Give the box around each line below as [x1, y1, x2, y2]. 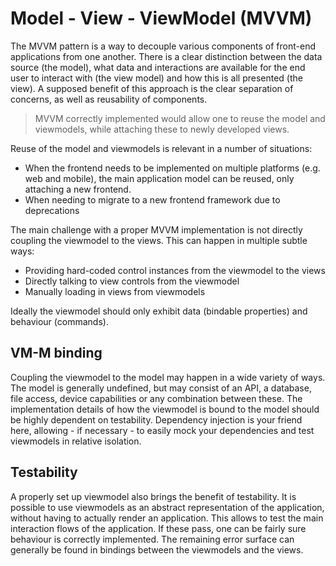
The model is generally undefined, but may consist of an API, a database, [10, 382, 312, 394]
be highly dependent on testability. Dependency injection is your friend [10, 413, 303, 426]
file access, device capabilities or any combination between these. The [10, 392, 303, 404]
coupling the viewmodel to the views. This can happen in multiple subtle [10, 234, 308, 246]
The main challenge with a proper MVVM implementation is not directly [10, 223, 303, 236]
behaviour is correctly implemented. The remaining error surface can [10, 533, 295, 545]
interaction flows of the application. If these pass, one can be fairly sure [10, 522, 307, 534]
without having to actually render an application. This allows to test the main [10, 512, 324, 524]
